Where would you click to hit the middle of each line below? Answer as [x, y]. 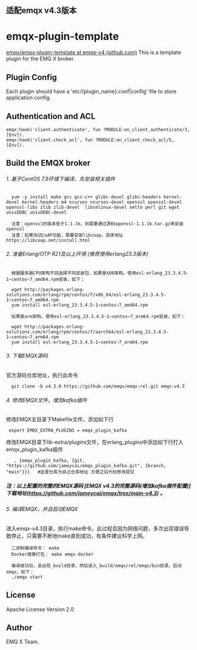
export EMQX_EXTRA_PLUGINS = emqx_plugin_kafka [68, 431]
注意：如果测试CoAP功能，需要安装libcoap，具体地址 [67, 235]
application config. [29, 98]
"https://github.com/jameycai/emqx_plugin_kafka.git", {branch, [86, 466]
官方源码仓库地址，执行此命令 [42, 375]
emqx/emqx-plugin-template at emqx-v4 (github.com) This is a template [94, 52]
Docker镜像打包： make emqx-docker [52, 554]
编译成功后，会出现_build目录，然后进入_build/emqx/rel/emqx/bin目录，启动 [96, 566]
